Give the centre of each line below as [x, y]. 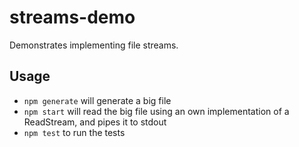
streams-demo [72, 17]
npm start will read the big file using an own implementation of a [156, 111]
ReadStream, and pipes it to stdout [95, 122]
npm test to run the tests [74, 132]
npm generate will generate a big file [97, 100]
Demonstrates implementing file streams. [94, 45]
